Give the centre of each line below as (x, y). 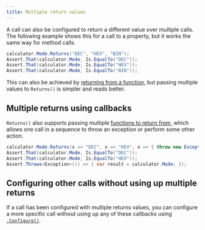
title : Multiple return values (46, 12)
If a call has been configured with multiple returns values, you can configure (102, 207)
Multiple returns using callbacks (69, 108)
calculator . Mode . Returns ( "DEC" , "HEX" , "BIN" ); (68, 54)
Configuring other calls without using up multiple (102, 183)
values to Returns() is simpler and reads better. (66, 89)
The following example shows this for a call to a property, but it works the (99, 36)
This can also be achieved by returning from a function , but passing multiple (102, 83)
